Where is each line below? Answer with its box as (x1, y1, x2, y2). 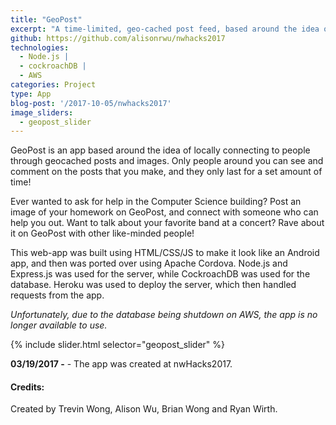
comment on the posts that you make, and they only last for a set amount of (10, 166, 323, 178)
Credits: (10, 381, 45, 393)
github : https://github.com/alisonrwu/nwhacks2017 (10, 33, 226, 43)
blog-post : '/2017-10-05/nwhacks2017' (10, 98, 172, 108)
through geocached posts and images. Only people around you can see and (10, 155, 324, 167)
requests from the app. (10, 289, 105, 301)
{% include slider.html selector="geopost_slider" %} (10, 339, 226, 351)
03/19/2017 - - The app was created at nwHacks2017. (10, 358, 233, 370)
